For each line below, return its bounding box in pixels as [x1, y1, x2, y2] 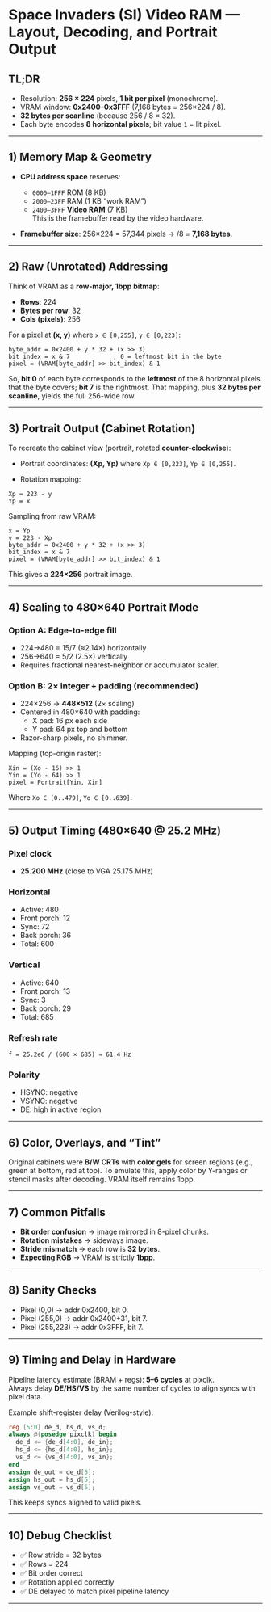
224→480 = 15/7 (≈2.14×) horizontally [19, 643, 147, 653]
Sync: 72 [19, 922, 50, 932]
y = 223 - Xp [8, 534, 52, 542]
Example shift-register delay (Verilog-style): [8, 1408, 154, 1417]
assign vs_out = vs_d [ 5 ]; [8, 1483, 95, 1492]
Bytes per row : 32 [19, 305, 81, 315]
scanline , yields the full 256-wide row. [8, 390, 136, 401]
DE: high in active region [19, 1105, 102, 1114]
